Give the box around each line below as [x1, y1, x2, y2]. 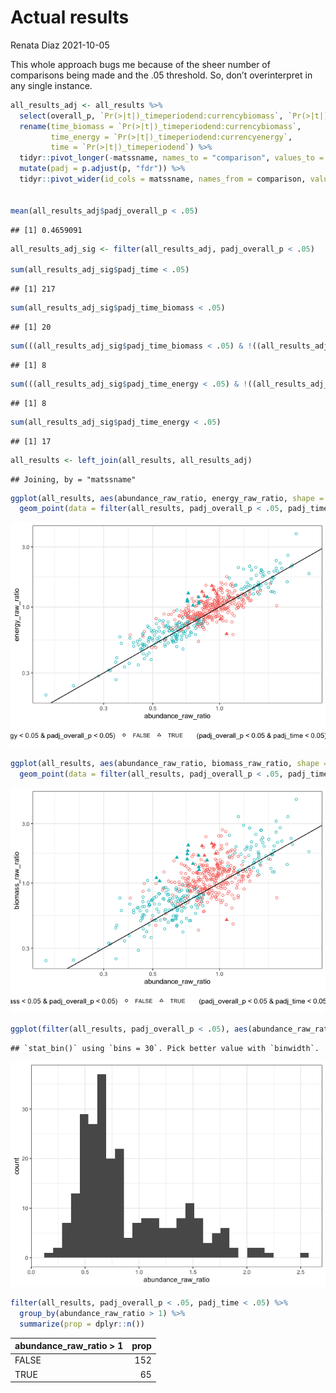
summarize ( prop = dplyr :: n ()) [19, 1319, 145, 1329]
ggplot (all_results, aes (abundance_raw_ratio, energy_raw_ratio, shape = [10, 493, 325, 503]
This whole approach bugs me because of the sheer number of [10, 58, 271, 70]
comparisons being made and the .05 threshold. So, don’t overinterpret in [10, 69, 313, 81]
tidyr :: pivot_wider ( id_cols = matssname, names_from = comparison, [19, 174, 307, 185]
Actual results [10, 6, 130, 29]
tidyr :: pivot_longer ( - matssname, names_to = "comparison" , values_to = [19, 153, 325, 163]
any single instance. [10, 79, 93, 91]
